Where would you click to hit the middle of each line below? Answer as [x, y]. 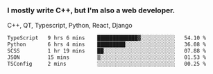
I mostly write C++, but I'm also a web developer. [91, 10]
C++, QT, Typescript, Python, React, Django [70, 26]
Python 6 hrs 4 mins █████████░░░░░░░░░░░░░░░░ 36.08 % [107, 45]
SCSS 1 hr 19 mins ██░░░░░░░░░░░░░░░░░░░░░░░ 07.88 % [107, 51]
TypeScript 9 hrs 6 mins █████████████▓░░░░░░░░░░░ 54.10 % [107, 38]
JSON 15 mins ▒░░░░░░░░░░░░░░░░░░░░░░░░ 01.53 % [107, 57]
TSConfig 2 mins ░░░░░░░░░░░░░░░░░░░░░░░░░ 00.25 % [107, 64]
